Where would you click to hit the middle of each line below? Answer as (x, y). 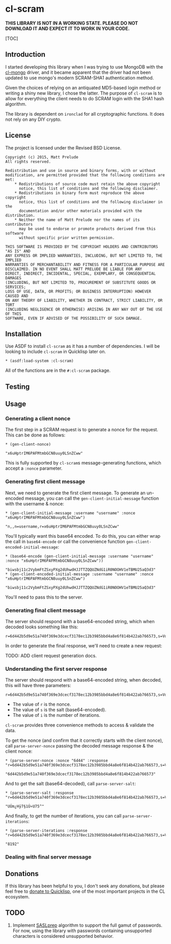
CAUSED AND (17, 296)
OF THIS (13, 314)
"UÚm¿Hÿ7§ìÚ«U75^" (25, 806)
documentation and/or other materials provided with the (80, 211)
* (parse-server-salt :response (39, 793)
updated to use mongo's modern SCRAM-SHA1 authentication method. (80, 78)
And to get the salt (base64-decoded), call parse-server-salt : (71, 784)
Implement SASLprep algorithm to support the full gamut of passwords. (88, 925)
